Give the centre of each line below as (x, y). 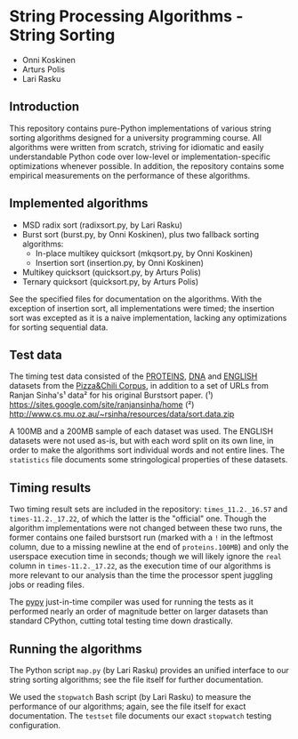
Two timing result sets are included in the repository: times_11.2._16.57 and (149, 510)
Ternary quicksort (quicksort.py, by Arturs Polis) (110, 281)
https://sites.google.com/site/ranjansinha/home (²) (102, 405)
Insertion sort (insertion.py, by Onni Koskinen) (120, 262)
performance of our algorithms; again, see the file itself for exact (128, 706)
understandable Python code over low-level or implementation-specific (140, 157)
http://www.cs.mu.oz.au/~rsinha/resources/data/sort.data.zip (122, 414)
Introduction (44, 107)
